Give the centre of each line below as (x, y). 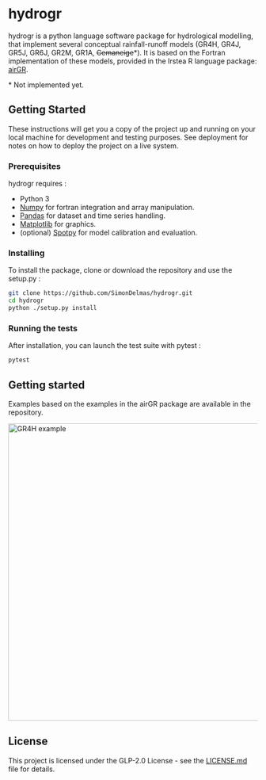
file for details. (32, 769)
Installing (27, 253)
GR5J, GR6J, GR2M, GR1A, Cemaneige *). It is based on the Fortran (117, 52)
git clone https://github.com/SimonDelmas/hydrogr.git (101, 293)
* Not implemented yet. (46, 85)
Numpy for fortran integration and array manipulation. (107, 208)
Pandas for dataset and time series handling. (93, 216)
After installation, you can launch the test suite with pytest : (105, 346)
